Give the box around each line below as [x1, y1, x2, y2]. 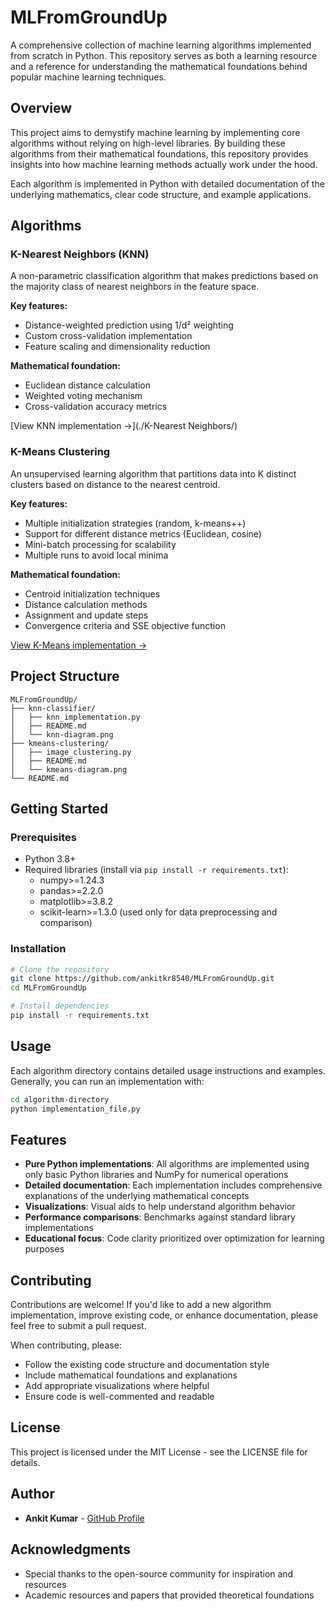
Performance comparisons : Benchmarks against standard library [24, 1211, 296, 1223]
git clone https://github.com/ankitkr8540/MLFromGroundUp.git [10, 974, 275, 984]
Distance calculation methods [24, 598, 148, 610]
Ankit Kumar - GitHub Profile [24, 1512, 145, 1524]
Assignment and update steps [24, 609, 149, 621]
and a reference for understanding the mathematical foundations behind [10, 60, 308, 72]
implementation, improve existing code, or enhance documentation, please [10, 1309, 319, 1321]
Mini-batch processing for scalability [24, 538, 177, 550]
